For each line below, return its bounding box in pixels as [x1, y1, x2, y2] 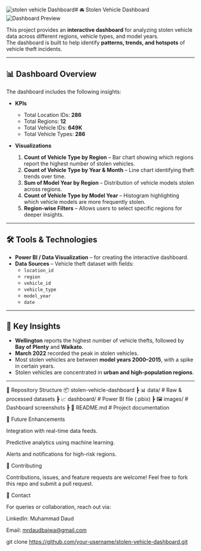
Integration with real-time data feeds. [6, 427, 98, 435]
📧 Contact [6, 492, 31, 499]
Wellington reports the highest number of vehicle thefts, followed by [14, 337, 184, 344]
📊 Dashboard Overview [6, 69, 97, 79]
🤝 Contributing [6, 462, 42, 469]
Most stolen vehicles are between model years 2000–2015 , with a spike [14, 356, 194, 363]
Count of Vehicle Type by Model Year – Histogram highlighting [23, 192, 179, 199]
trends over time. [23, 173, 66, 180]
